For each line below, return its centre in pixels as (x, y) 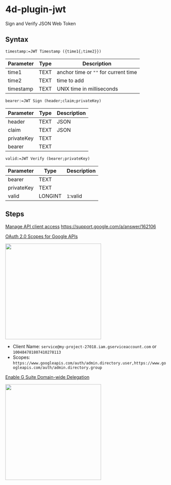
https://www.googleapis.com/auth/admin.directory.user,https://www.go (89, 363)
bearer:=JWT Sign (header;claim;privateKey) (53, 101)
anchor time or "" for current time (97, 72)
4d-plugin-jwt (36, 9)
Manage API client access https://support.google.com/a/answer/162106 (81, 226)
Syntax (17, 40)
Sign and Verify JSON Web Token (41, 23)
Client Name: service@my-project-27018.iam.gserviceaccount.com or (84, 346)
